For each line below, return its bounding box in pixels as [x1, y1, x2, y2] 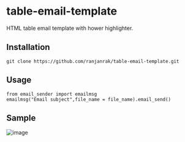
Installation [6, 42, 50, 52]
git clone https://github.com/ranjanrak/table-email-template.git [6, 58, 179, 65]
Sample [6, 113, 36, 123]
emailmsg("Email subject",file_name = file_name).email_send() [6, 96, 172, 102]
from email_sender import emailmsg [6, 91, 97, 97]
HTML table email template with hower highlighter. [6, 24, 134, 32]
